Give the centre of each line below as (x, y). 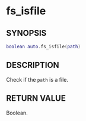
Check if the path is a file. (37, 79)
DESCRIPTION (33, 65)
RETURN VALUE (36, 99)
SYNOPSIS (26, 33)
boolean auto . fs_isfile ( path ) (44, 46)
